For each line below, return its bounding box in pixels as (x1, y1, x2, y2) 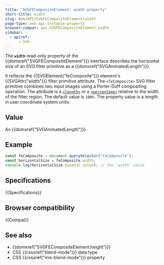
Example (5, 140, 33, 149)
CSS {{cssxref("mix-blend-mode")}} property (12, 255, 105, 261)
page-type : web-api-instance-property (5, 21, 85, 26)
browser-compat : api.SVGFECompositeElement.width (5, 26, 110, 31)
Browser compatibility (5, 204, 75, 212)
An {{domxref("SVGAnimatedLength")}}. (5, 126, 87, 132)
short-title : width (5, 12, 45, 17)
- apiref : (9, 35, 30, 40)
